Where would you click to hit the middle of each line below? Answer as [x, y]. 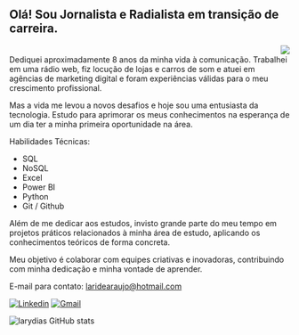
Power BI [39, 187]
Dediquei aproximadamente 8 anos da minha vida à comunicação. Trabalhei [148, 59]
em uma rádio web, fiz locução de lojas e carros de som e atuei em [132, 69]
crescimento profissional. [56, 87]
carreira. [34, 29]
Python [35, 196]
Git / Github [43, 206]
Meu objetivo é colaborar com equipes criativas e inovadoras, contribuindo [147, 259]
